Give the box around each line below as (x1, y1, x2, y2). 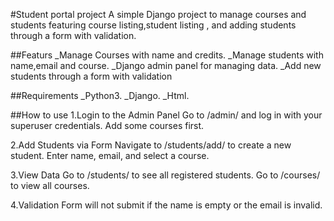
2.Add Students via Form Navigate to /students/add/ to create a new (10, 139, 292, 151)
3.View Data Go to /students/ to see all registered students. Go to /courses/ (10, 169, 321, 181)
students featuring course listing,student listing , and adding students (10, 19, 297, 31)
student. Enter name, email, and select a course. (10, 150, 210, 161)
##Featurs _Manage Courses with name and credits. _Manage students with (10, 49, 324, 61)
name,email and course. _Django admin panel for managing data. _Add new (10, 60, 322, 71)
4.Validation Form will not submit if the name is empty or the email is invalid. (10, 199, 323, 211)
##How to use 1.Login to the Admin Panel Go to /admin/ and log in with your (10, 109, 323, 121)
